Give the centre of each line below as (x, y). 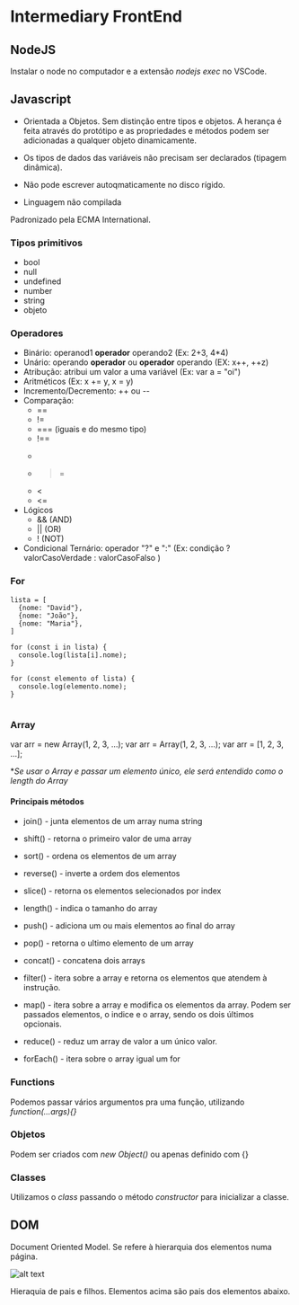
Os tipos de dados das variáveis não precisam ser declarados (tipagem (154, 157)
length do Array (39, 781)
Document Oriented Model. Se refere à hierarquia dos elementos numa (141, 1247)
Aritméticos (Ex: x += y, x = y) (78, 382)
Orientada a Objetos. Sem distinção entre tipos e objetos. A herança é (152, 121)
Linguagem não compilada (72, 202)
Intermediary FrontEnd (97, 17)
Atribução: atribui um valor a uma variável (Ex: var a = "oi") (132, 372)
